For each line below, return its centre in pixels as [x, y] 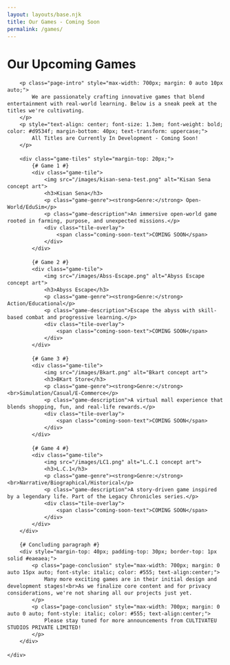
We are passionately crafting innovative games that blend [118, 97]
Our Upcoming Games [72, 64]
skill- [207, 311]
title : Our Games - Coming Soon [53, 22]
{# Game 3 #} [51, 359]
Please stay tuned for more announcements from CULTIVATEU [130, 621]
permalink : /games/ [35, 29]
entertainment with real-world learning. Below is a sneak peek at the [112, 104]
